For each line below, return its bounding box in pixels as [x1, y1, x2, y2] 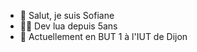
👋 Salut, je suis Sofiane [19, 10, 115, 21]
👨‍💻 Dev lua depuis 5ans [19, 20, 118, 32]
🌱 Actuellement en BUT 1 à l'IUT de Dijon [19, 31, 188, 42]
